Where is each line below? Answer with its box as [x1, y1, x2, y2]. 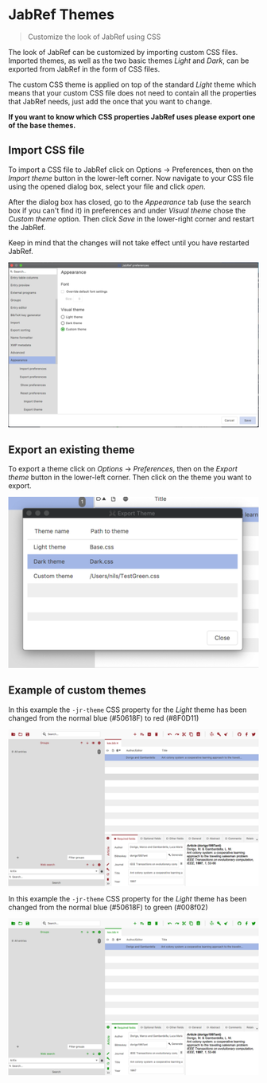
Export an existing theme [8, 443, 135, 456]
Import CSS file [8, 143, 85, 157]
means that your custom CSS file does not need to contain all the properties [8, 88, 257, 97]
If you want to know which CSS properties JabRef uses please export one [8, 111, 256, 121]
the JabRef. [8, 222, 46, 232]
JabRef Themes [8, 6, 115, 24]
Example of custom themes [8, 683, 147, 698]
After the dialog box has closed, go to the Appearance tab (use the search [8, 197, 252, 206]
